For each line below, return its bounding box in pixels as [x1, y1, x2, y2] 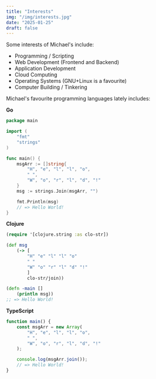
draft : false [6, 25, 38, 31]
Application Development [14, 65, 76, 72]
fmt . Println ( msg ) [16, 199, 59, 204]
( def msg [6, 242, 28, 249]
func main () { [6, 155, 41, 162]
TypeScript [6, 307, 34, 314]
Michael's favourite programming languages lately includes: [6, 95, 151, 102]
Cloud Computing [14, 71, 57, 78]
